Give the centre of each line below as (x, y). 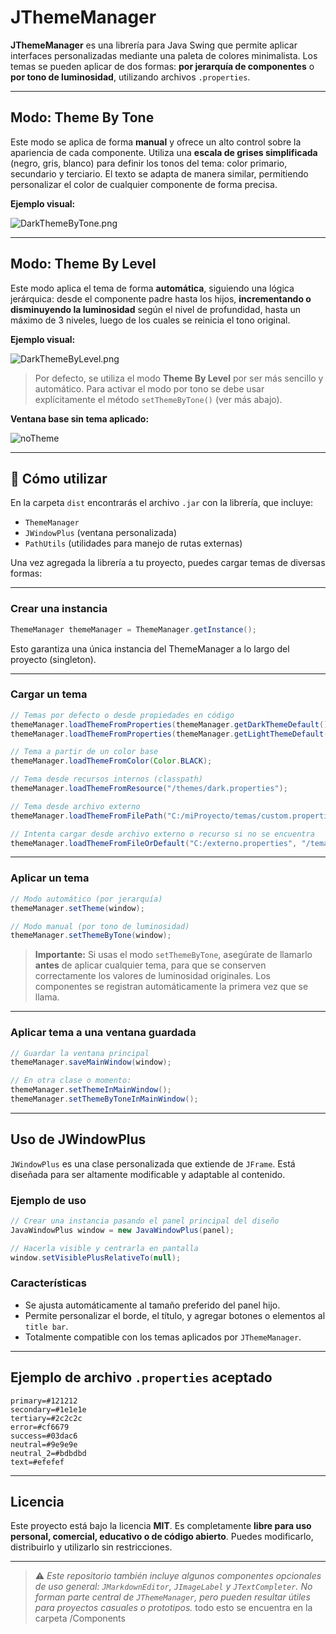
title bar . (46, 1326)
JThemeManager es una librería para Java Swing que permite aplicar (154, 45)
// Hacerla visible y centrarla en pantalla (104, 1248)
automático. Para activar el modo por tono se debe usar (149, 388)
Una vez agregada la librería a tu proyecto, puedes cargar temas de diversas (168, 563)
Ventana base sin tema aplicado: (80, 418)
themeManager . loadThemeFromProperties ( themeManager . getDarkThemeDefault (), (171, 724)
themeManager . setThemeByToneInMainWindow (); (104, 1099)
